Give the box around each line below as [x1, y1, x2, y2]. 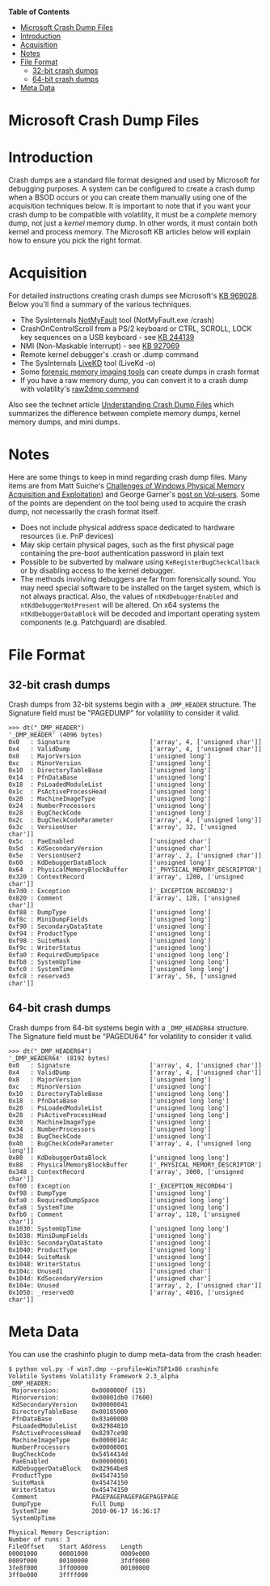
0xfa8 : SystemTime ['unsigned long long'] [8, 1203, 230, 1211]
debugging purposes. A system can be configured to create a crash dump [8, 184, 255, 194]
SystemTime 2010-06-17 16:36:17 [11, 1506, 161, 1515]
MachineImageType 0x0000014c [11, 1436, 129, 1444]
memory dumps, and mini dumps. [8, 417, 120, 427]
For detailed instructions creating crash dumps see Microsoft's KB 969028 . [8, 291, 259, 301]
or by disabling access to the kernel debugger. [19, 565, 175, 575]
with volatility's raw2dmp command [19, 385, 139, 394]
